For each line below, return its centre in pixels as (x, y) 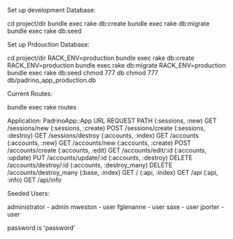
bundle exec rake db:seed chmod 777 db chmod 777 (83, 73)
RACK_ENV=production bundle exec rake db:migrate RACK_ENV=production (116, 65)
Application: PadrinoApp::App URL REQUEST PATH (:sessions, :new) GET (112, 121)
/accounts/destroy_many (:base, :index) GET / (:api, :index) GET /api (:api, (113, 172)
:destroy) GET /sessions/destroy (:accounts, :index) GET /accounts (103, 136)
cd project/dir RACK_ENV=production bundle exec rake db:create (101, 58)
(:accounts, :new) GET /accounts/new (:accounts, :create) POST (99, 143)
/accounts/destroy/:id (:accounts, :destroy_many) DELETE (90, 165)
